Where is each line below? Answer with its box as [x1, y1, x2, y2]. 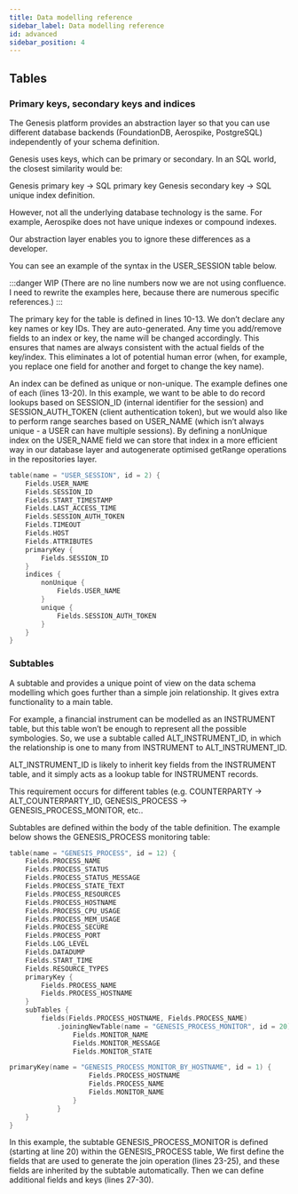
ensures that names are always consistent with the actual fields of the [9, 341, 264, 352]
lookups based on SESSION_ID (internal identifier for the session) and [9, 397, 264, 407]
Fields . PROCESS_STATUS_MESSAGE [25, 873, 141, 883]
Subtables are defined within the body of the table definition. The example [9, 821, 281, 832]
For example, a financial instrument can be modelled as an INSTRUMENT [9, 713, 277, 725]
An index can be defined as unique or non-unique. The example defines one [9, 378, 288, 389]
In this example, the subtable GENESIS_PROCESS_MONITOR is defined [9, 1137, 269, 1148]
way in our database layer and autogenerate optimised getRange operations [9, 444, 286, 454]
